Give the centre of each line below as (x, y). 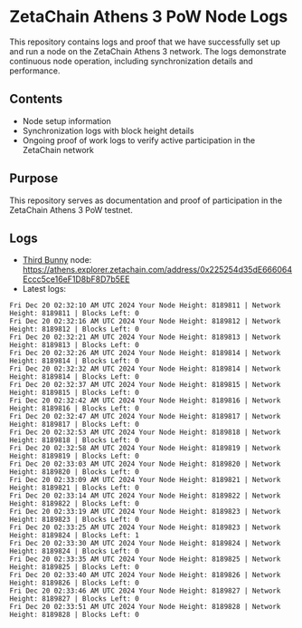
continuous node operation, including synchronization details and (131, 61)
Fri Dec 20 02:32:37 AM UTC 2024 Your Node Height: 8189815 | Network (145, 385)
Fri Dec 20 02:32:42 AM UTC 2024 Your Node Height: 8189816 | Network (145, 401)
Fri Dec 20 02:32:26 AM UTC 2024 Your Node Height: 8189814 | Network (145, 353)
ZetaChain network (58, 150)
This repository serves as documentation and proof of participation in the (146, 200)
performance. (35, 71)
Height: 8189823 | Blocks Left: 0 (75, 520)
